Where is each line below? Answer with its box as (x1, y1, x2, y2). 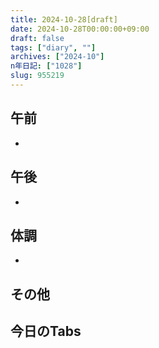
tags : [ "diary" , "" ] (10, 42, 97, 53)
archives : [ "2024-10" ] (10, 52, 105, 62)
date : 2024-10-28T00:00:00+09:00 (10, 24, 150, 34)
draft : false (10, 33, 65, 43)
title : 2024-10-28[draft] (10, 14, 118, 25)
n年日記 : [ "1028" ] (10, 61, 83, 71)
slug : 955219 (10, 71, 65, 81)
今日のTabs (10, 323, 82, 340)
